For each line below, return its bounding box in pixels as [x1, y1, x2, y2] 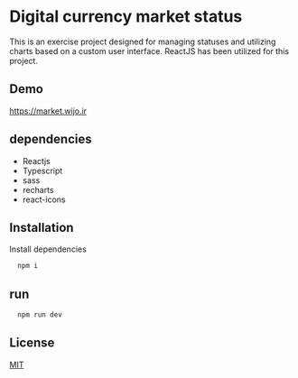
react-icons [22, 194, 66, 205]
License [9, 336, 55, 351]
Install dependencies [9, 244, 88, 254]
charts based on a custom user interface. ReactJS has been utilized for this [9, 45, 290, 56]
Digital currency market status [9, 6, 243, 27]
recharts [22, 184, 54, 195]
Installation [9, 219, 74, 235]
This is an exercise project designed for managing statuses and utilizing [9, 36, 276, 47]
